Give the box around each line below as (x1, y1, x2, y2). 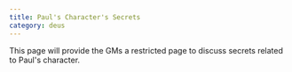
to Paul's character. (9, 54, 81, 65)
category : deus (9, 21, 66, 30)
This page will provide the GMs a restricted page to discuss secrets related (9, 45, 284, 55)
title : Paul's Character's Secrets (9, 12, 141, 22)
